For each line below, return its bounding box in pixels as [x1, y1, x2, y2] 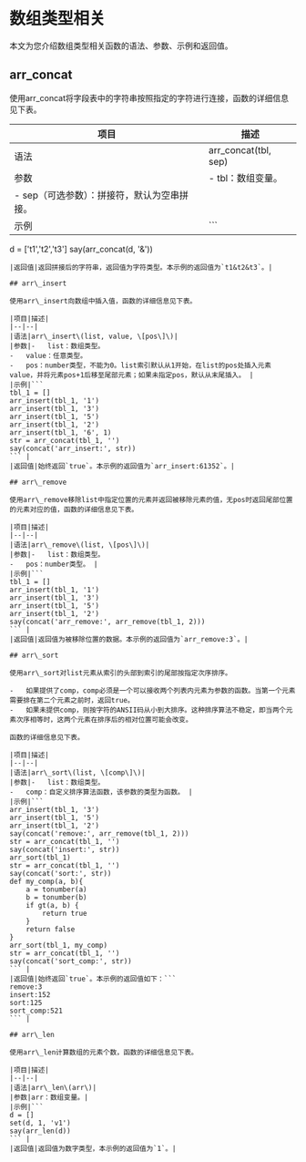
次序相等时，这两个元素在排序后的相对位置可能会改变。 [15, 715, 193, 725]
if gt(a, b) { [25, 900, 79, 910]
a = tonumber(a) [25, 885, 88, 894]
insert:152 [9, 990, 51, 999]
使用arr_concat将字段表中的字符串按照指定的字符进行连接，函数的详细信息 [9, 92, 290, 103]
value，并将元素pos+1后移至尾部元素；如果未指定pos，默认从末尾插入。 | [9, 370, 254, 379]
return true [42, 909, 88, 918]
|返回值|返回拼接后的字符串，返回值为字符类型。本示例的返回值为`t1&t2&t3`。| [9, 262, 273, 272]
